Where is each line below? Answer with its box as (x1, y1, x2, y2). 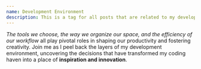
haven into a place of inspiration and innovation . (6, 56, 127, 63)
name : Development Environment (6, 8, 84, 15)
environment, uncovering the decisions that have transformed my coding (6, 49, 186, 57)
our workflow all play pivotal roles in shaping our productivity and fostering (6, 37, 191, 44)
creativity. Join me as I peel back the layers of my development (6, 43, 162, 51)
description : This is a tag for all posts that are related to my (6, 14, 175, 20)
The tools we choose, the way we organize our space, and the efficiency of (6, 30, 193, 37)
